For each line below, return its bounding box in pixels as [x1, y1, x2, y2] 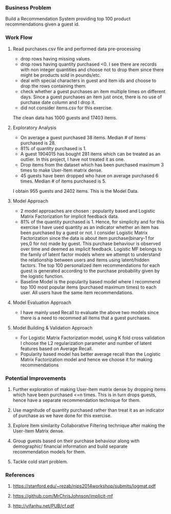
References [5, 471, 35, 478]
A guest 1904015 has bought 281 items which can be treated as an [20, 151, 161, 157]
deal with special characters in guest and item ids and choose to [20, 77, 157, 84]
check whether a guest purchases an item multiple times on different [20, 88, 165, 94]
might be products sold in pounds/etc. [20, 72, 101, 78]
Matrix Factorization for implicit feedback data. [20, 213, 119, 219]
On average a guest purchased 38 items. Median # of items [20, 134, 146, 140]
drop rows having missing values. [20, 55, 91, 61]
